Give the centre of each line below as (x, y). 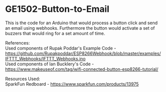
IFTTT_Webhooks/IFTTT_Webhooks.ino (45, 58)
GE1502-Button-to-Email (57, 9)
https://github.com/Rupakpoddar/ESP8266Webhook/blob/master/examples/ (83, 53)
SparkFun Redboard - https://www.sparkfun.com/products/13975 (72, 84)
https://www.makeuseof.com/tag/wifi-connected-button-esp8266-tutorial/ (82, 69)
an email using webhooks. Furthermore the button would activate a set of (80, 28)
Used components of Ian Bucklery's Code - (50, 64)
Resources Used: (23, 79)
